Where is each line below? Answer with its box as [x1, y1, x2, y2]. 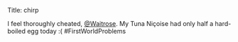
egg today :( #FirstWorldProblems [27, 27, 126, 35]
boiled [7, 27, 26, 35]
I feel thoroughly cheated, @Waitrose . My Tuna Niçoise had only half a [7, 20, 214, 27]
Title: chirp [7, 6, 39, 14]
